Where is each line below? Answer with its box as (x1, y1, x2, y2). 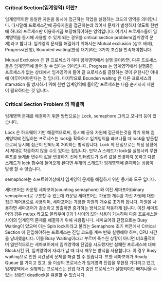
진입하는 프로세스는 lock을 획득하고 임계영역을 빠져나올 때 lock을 (21, 135, 145, 141)
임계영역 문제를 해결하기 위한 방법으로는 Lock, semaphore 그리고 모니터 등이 (5, 113, 152, 119)
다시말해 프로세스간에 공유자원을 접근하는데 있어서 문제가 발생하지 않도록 (11, 22, 149, 28)
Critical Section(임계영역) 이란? (5, 4, 78, 11)
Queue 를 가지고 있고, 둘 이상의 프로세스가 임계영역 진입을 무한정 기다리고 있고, (5, 260, 156, 265)
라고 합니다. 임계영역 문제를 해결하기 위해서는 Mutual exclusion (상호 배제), (10, 40, 154, 47)
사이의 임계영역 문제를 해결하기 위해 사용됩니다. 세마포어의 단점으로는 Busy (5, 217, 147, 223)
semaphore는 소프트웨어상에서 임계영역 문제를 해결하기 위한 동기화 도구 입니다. (5, 176, 157, 182)
